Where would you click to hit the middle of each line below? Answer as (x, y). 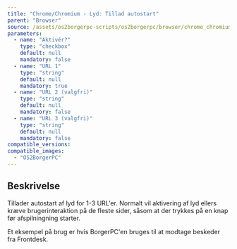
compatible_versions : (39, 145)
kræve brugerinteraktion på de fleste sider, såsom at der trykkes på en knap (118, 210)
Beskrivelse (34, 186)
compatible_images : (36, 151)
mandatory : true (44, 86)
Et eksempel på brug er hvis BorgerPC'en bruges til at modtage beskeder (114, 231)
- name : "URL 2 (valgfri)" (53, 92)
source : (19, 27)
